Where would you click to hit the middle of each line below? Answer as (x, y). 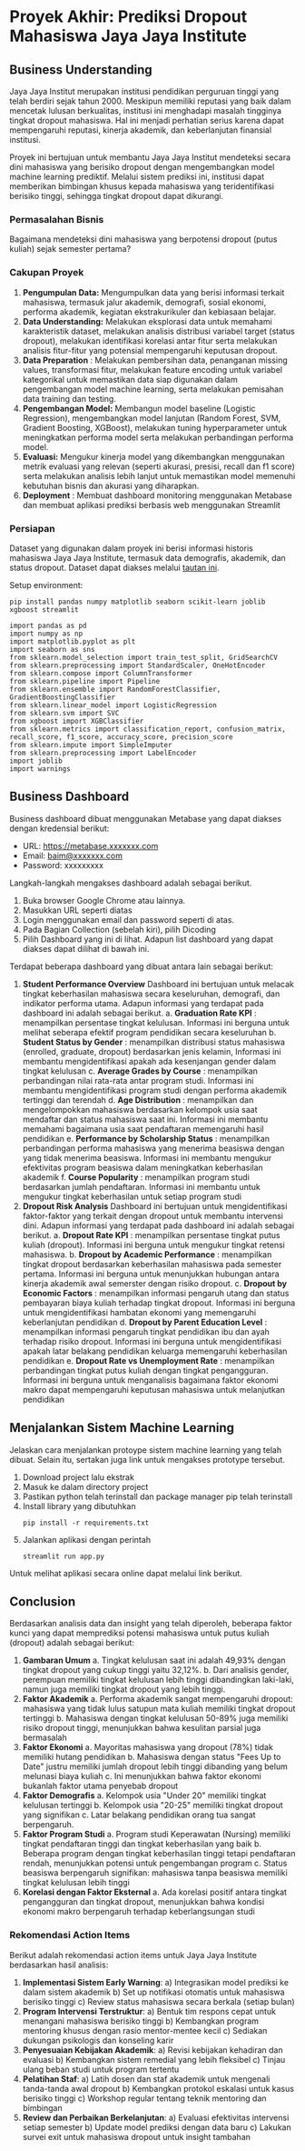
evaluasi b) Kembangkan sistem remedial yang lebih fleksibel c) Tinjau (154, 2059)
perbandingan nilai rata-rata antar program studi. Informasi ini (138, 1080)
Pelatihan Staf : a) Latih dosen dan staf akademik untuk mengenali (146, 2078)
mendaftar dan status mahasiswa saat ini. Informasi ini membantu (145, 1119)
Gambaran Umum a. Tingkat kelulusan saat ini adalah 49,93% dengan (154, 1660)
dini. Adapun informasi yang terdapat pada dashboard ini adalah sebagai (158, 1226)
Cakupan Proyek (47, 273)
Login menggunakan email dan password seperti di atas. (128, 919)
